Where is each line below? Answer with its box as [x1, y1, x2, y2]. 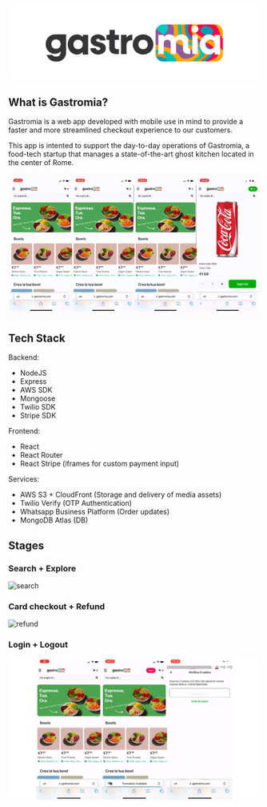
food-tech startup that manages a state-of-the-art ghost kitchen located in [8, 149, 254, 159]
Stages [8, 539, 45, 552]
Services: [8, 474, 40, 484]
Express [19, 377, 47, 386]
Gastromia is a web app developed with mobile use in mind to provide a [8, 116, 244, 126]
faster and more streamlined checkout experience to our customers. [8, 125, 233, 135]
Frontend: [8, 426, 41, 436]
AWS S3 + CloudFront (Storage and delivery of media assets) [19, 490, 222, 499]
